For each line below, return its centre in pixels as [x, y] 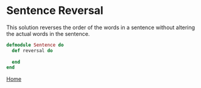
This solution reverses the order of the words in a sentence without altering [101, 27]
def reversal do [32, 50]
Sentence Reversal [55, 11]
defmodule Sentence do [35, 45]
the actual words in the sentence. [48, 33]
